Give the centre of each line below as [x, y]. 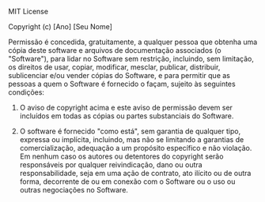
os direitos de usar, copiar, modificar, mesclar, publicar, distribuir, [114, 67]
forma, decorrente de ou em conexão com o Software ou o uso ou [127, 181]
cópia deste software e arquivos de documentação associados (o [115, 50]
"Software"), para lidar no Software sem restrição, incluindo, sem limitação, [131, 59]
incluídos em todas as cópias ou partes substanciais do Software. [127, 116]
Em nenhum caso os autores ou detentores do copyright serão [121, 156]
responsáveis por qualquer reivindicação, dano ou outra [111, 165]
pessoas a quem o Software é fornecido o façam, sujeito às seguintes [122, 84]
